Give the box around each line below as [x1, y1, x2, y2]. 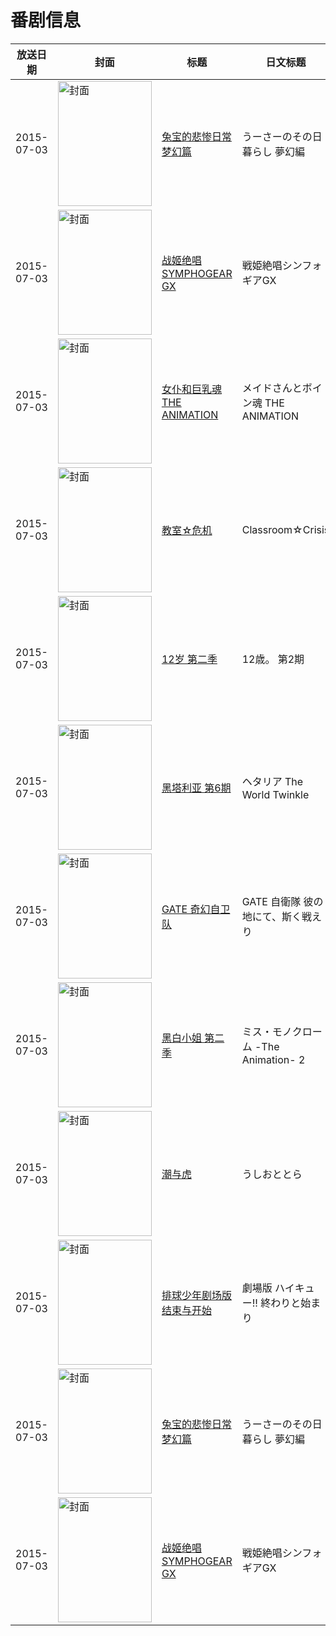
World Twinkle [241, 787, 310, 801]
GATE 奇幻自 [161, 902, 221, 916]
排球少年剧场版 [161, 1288, 232, 1302]
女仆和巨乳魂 [161, 382, 222, 396]
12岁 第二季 [161, 652, 218, 666]
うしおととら [241, 1167, 303, 1181]
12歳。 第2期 [241, 652, 305, 666]
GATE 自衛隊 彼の [241, 894, 324, 908]
